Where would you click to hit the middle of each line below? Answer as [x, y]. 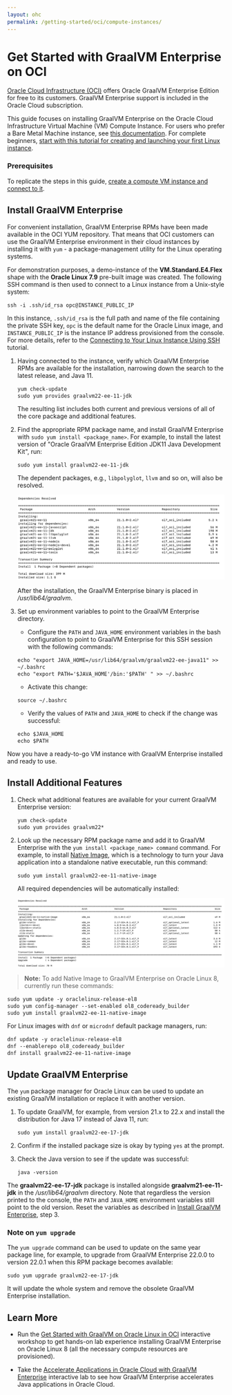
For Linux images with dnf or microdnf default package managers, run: [107, 1026]
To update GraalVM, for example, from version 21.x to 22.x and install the [121, 1112]
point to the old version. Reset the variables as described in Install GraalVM [114, 1207]
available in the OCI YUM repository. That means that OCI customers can [111, 234]
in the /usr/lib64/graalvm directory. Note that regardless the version [114, 1193]
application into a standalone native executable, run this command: [113, 862]
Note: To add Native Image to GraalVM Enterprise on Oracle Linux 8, [122, 978]
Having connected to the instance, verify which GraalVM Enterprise [113, 361]
